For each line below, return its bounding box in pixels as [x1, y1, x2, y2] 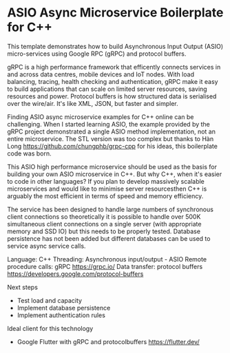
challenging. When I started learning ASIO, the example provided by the [7, 120, 210, 128]
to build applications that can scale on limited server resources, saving [7, 85, 208, 93]
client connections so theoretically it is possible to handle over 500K [7, 212, 201, 221]
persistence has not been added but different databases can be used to [7, 234, 211, 242]
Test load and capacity [17, 296, 83, 304]
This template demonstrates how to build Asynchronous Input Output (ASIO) [7, 42, 224, 50]
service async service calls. [7, 242, 86, 250]
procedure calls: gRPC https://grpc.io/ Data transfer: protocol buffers [7, 262, 203, 270]
